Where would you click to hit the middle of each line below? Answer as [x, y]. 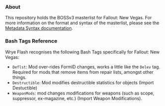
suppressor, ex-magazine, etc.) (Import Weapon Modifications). [77, 98]
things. [19, 77]
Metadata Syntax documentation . [39, 28]
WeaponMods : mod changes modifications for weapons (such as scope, [83, 93]
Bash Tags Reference [31, 41]
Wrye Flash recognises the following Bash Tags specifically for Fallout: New [82, 52]
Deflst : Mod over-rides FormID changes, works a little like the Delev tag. [86, 67]
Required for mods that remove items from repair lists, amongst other [83, 72]
